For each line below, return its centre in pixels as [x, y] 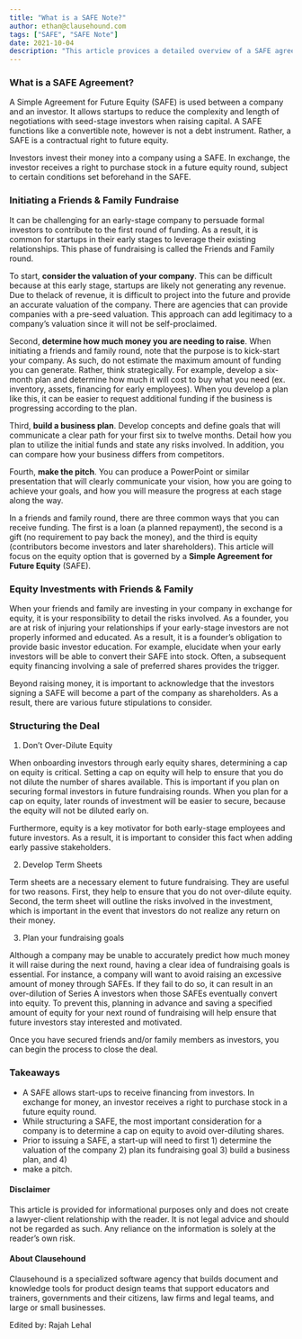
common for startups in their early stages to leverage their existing [133, 239]
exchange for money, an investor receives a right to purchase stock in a [155, 1102]
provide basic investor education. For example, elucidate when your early [145, 647]
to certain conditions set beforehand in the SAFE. [100, 177]
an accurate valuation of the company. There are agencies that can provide [149, 304]
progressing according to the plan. [73, 408]
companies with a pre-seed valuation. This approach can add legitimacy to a [151, 314]
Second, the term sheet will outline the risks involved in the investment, [141, 901]
